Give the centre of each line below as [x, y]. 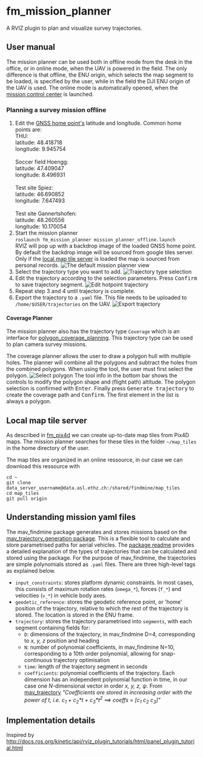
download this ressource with [43, 466]
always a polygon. [29, 401]
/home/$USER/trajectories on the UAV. [63, 304]
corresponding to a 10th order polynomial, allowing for [92, 653]
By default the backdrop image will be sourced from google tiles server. [104, 252]
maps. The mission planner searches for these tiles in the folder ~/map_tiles [101, 441]
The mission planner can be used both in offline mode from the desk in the [99, 61]
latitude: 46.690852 [40, 194]
